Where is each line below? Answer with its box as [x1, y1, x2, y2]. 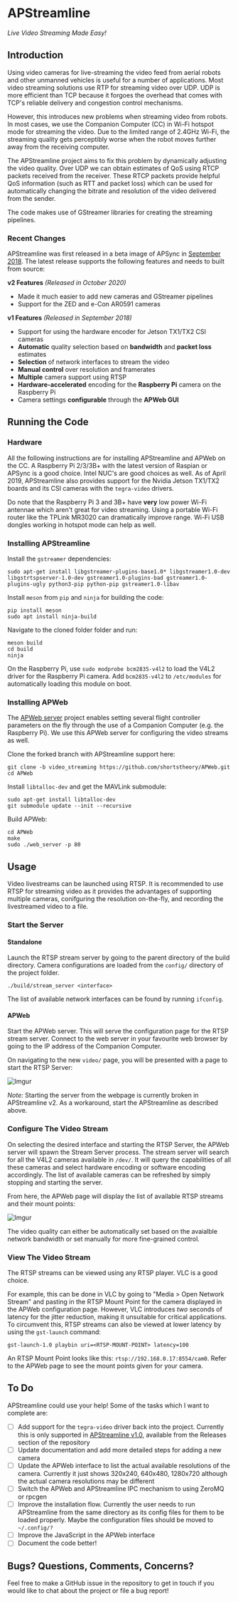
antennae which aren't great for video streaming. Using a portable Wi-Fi [7, 505, 218, 514]
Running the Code [7, 416, 89, 428]
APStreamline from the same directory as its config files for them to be [17, 1508, 225, 1517]
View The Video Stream [7, 1252, 91, 1262]
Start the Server [7, 920, 64, 930]
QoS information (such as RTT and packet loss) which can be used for [7, 179, 213, 187]
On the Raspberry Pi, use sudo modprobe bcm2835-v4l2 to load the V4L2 [7, 665, 215, 673]
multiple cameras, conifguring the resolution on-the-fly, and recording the [7, 895, 224, 903]
